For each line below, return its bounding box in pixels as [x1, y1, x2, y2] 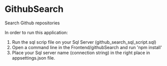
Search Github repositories [4, 20, 60, 26]
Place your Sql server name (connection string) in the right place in [11, 50, 150, 56]
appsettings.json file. [11, 55, 55, 61]
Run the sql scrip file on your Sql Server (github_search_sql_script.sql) [11, 39, 156, 45]
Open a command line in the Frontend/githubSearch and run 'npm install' [11, 44, 162, 50]
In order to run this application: [4, 29, 68, 35]
